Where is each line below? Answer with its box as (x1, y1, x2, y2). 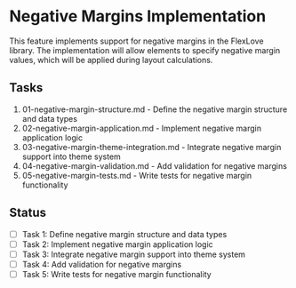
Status (9, 205, 47, 220)
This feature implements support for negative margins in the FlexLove (9, 36, 264, 46)
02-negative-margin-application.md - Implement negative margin (21, 123, 262, 133)
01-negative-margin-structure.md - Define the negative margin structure (21, 104, 288, 115)
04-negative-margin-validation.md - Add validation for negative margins (21, 160, 287, 171)
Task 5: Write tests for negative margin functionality (21, 268, 212, 279)
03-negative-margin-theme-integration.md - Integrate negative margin (21, 141, 282, 152)
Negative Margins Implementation (9, 6, 267, 27)
